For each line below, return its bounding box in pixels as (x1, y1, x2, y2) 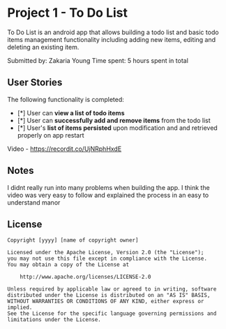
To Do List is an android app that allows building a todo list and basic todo (7, 28, 219, 36)
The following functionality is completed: (7, 95, 124, 103)
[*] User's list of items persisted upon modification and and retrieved (17, 124, 218, 132)
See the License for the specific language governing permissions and (7, 310, 217, 317)
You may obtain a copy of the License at (7, 261, 130, 268)
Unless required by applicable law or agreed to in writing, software (7, 286, 217, 293)
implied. (7, 304, 33, 312)
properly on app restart (17, 131, 85, 139)
